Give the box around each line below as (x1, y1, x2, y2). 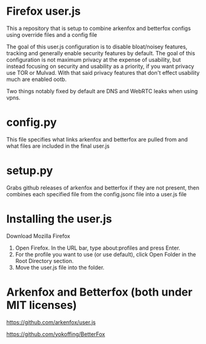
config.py (6, 115, 57, 129)
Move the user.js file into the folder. (15, 264, 105, 271)
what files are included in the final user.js (6, 142, 110, 150)
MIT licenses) (6, 298, 77, 312)
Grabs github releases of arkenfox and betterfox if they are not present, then (6, 184, 199, 191)
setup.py (6, 164, 53, 178)
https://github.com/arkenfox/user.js (6, 318, 96, 326)
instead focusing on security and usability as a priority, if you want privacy (6, 63, 194, 70)
